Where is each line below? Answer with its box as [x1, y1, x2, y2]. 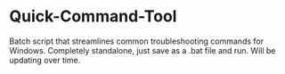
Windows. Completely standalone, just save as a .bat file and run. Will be [9, 45, 276, 55]
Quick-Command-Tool [9, 6, 177, 27]
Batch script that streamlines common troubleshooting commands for [9, 36, 265, 46]
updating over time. [9, 54, 81, 65]
